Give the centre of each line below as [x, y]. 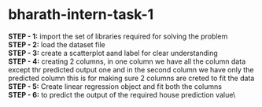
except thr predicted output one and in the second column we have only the [131, 69]
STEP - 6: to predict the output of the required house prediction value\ [122, 94]
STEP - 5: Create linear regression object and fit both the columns [115, 86]
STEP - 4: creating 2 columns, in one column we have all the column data [127, 61]
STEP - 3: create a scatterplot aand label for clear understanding [113, 53]
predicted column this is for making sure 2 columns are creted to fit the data [131, 78]
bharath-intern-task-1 [81, 15]
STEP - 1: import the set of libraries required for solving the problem [118, 36]
